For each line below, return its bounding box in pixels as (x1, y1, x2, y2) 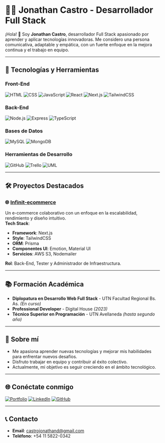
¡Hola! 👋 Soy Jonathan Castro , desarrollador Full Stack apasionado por (5, 31, 149, 37)
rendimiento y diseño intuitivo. (5, 215, 66, 221)
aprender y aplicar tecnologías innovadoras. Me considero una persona (5, 36, 150, 42)
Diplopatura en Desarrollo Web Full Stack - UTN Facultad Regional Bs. (12, 295, 156, 302)
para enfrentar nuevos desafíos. (12, 353, 78, 359)
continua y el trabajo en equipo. (5, 47, 70, 53)
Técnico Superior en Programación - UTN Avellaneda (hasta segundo (12, 311, 155, 317)
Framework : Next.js (12, 230, 53, 236)
